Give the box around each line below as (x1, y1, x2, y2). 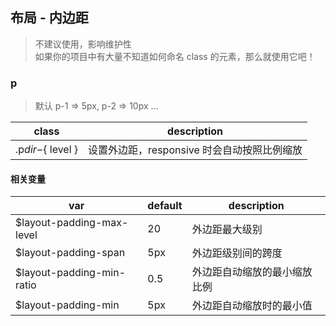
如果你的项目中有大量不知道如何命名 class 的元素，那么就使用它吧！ (34, 50, 316, 62)
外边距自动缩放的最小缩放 (191, 265, 313, 279)
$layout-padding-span (15, 246, 126, 260)
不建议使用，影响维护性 (34, 38, 132, 50)
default (147, 199, 183, 213)
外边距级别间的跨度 (191, 246, 283, 260)
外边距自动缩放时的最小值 (191, 299, 313, 313)
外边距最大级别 (191, 223, 263, 237)
